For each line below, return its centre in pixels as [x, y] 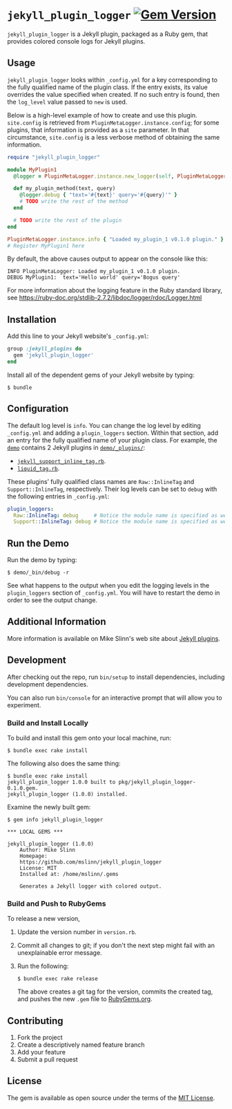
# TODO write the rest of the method [74, 202]
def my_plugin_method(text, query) [65, 189]
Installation [32, 319]
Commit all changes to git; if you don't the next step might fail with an [116, 945]
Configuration [38, 409]
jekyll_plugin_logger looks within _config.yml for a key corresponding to [112, 80]
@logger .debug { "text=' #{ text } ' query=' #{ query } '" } [98, 195]
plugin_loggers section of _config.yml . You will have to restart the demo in [114, 593]
